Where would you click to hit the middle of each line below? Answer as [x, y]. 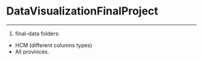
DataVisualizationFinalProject [82, 11]
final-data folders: [37, 33]
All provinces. [32, 51]
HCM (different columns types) [53, 45]
